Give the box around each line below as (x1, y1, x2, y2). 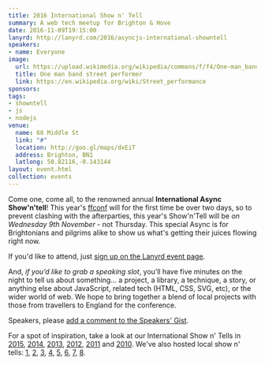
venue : (8, 121, 30, 129)
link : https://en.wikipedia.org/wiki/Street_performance (15, 77, 207, 85)
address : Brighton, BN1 (15, 151, 93, 158)
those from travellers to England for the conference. (8, 300, 177, 310)
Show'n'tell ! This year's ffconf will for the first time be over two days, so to (8, 203, 252, 212)
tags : (8, 92, 26, 100)
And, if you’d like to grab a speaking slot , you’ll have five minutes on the (8, 266, 243, 276)
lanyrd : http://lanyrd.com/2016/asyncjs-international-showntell (8, 33, 227, 42)
